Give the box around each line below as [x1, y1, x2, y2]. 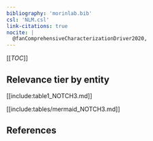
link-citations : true [6, 22, 68, 29]
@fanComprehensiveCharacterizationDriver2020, [12, 35, 148, 42]
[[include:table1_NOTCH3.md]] [6, 91, 93, 99]
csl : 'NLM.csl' [6, 16, 50, 23]
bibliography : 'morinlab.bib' [6, 10, 93, 17]
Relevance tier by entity [6, 74, 110, 85]
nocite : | [6, 29, 35, 36]
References [6, 125, 57, 136]
